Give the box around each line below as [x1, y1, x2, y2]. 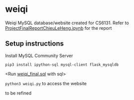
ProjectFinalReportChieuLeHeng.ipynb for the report [5, 25, 112, 31]
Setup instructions [5, 40, 64, 48]
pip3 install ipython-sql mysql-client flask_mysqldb [5, 62, 119, 67]
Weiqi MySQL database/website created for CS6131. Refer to [5, 20, 129, 26]
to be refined [5, 90, 32, 96]
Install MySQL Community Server [5, 52, 73, 58]
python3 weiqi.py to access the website [5, 80, 87, 86]
